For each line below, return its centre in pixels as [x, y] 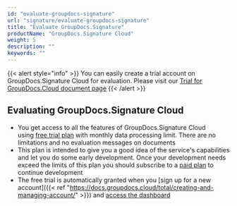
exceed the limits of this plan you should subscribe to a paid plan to [115, 165]
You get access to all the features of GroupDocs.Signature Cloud [111, 127]
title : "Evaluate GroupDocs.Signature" [66, 27]
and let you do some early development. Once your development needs [122, 157]
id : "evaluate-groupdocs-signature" [61, 14]
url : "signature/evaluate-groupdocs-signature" [79, 20]
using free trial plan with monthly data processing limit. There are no [117, 135]
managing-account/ [46, 195]
